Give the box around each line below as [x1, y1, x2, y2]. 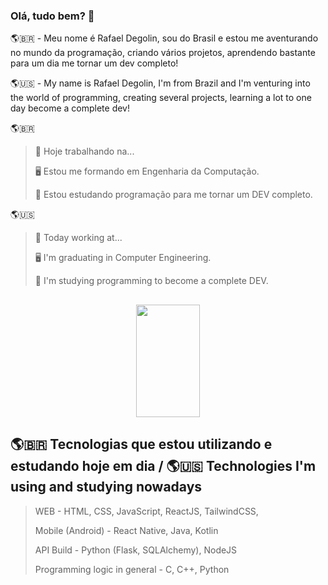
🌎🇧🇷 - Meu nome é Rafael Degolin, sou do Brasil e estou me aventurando [10, 32, 319, 44]
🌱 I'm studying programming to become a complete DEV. [34, 275, 269, 287]
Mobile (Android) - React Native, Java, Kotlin [34, 524, 219, 536]
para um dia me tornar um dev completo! [10, 57, 179, 69]
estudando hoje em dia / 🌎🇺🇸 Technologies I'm [10, 458, 317, 475]
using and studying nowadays [10, 479, 203, 496]
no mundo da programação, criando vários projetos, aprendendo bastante [10, 47, 316, 59]
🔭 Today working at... [34, 232, 123, 244]
